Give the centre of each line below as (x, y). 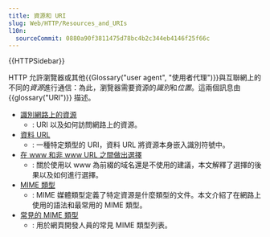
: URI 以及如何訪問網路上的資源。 (87, 125)
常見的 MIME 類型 (49, 215)
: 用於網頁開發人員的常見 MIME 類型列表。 (102, 225)
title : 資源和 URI (37, 16)
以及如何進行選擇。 (71, 175)
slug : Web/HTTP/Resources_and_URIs (68, 23)
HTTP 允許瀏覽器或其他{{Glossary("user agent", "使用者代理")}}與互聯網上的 (135, 78)
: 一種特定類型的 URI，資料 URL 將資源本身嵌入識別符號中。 (131, 145)
